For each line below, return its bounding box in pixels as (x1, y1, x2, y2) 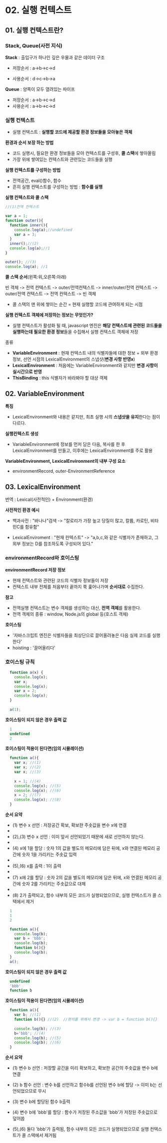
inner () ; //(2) (9, 241, 39, 246)
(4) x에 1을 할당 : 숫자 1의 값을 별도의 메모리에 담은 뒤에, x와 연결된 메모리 (12, 845, 156, 851)
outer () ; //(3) (5, 259, 37, 264)
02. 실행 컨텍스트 (5, 4, 72, 16)
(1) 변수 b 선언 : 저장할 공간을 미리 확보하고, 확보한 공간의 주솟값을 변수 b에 (12, 1065, 158, 1071)
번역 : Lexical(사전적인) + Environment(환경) (5, 497, 93, 503)
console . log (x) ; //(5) (14, 783, 61, 788)
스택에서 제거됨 (27, 1133, 57, 1139)
